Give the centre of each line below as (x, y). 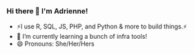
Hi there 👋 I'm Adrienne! (47, 11)
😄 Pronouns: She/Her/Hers (55, 44)
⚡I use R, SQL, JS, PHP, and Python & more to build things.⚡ (101, 26)
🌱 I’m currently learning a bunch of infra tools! (82, 37)
